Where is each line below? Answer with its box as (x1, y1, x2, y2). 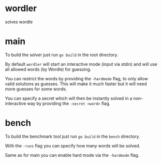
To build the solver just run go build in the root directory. (5, 52, 118, 58)
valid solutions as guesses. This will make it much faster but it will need (5, 81, 147, 87)
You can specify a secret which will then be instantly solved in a (5, 95, 133, 101)
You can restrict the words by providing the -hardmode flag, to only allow (5, 75, 148, 81)
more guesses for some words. (5, 86, 67, 92)
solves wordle (5, 19, 33, 25)
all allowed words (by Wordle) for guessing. (5, 66, 91, 72)
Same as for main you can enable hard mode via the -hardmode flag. (5, 152, 139, 158)
